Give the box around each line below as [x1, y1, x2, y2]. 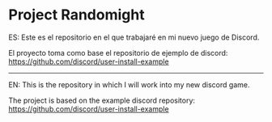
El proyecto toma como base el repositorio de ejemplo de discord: [8, 48, 228, 57]
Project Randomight [8, 6, 145, 24]
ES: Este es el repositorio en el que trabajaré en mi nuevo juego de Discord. [8, 32, 260, 42]
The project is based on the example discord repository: [8, 95, 196, 105]
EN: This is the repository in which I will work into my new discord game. [8, 79, 250, 90]
